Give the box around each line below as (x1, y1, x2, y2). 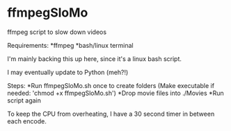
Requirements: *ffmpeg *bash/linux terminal (7, 41, 134, 49)
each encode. (7, 116, 47, 125)
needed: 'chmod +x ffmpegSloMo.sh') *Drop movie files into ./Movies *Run (7, 89, 224, 97)
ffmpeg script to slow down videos (7, 28, 106, 36)
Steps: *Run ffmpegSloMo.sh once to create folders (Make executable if (7, 81, 214, 89)
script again (7, 96, 42, 105)
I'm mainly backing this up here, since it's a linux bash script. (7, 54, 182, 63)
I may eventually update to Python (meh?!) (7, 68, 129, 76)
